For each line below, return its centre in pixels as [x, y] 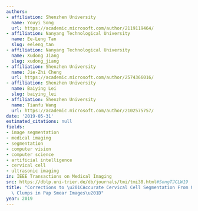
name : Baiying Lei [34, 89]
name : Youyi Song [33, 22]
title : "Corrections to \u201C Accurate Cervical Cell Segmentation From [97, 187]
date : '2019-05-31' [30, 116]
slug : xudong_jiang [35, 61]
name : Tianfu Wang [34, 105]
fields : [16, 127]
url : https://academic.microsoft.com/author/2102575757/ [83, 111]
